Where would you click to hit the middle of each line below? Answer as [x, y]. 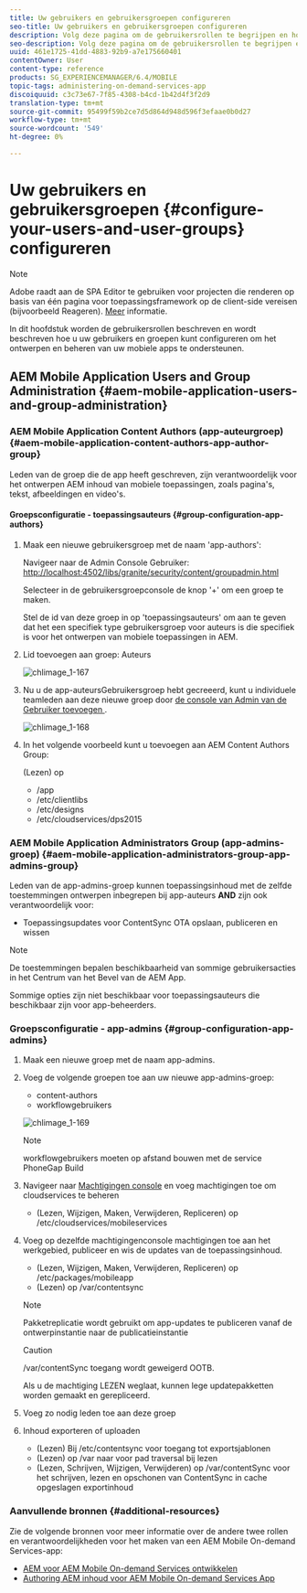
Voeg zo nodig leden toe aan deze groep [99, 1413]
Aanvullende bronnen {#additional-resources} [115, 1512]
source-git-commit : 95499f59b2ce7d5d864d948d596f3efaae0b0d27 [130, 112]
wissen [36, 932]
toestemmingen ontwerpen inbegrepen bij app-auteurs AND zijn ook [138, 895]
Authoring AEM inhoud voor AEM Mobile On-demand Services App [149, 1577]
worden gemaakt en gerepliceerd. [86, 1395]
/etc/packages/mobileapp [85, 1278]
